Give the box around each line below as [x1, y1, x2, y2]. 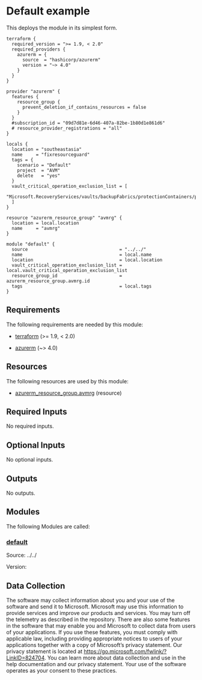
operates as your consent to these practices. [6, 667, 117, 674]
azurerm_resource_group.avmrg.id [6, 278, 90, 284]
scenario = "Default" [17, 162, 71, 168]
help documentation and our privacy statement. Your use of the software [6, 660, 186, 667]
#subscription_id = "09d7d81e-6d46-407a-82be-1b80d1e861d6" [11, 120, 165, 126]
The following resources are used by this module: [6, 377, 129, 385]
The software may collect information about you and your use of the [6, 596, 175, 604]
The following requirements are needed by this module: [6, 321, 143, 328]
